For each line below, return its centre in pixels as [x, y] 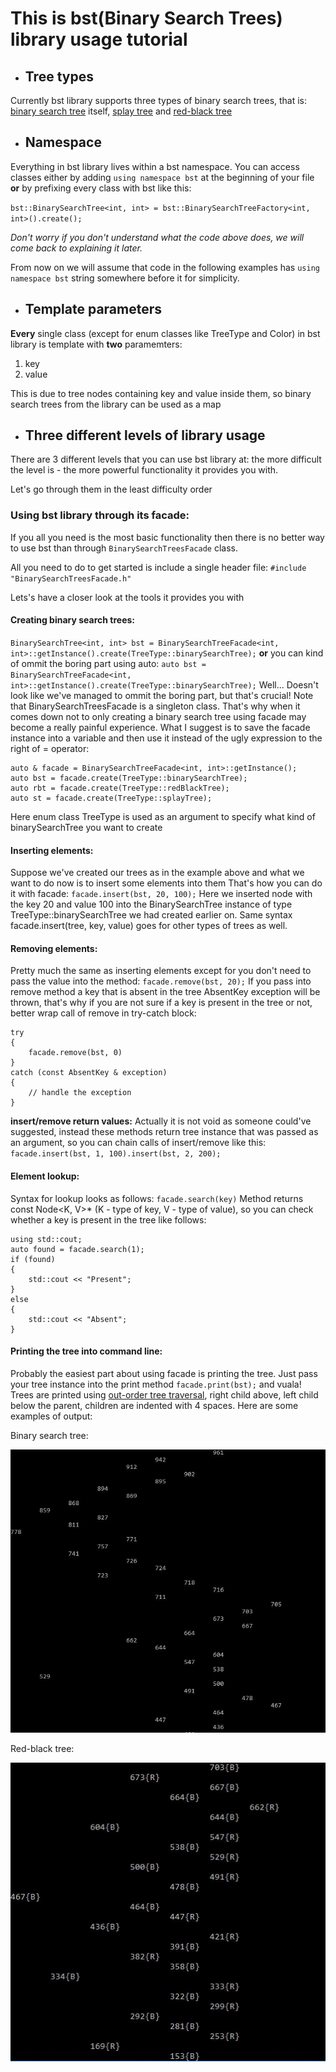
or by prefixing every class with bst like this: [101, 188]
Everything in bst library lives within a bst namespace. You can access [155, 166]
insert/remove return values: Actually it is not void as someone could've [161, 1121]
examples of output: [51, 1416]
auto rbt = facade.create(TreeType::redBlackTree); [120, 788]
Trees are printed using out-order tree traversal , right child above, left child [164, 1394]
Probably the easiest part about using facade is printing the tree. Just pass [164, 1373]
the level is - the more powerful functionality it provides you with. [144, 470]
